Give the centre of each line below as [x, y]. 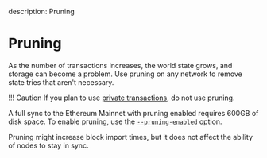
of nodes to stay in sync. [48, 145]
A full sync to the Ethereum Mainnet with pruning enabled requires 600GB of [133, 113]
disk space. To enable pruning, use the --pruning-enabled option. [115, 121]
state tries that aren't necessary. [61, 82]
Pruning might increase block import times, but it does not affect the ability [130, 137]
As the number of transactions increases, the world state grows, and [120, 65]
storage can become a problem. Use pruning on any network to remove [125, 74]
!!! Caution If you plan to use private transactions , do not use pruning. [122, 98]
